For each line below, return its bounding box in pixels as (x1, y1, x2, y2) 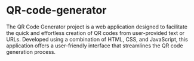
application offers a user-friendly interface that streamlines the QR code (6, 42, 183, 49)
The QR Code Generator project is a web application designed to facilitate (6, 23, 188, 30)
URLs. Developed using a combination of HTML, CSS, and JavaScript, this (6, 36, 188, 43)
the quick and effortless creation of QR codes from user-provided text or (6, 29, 185, 36)
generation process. (6, 48, 56, 55)
